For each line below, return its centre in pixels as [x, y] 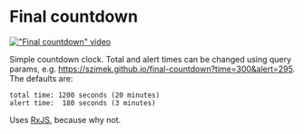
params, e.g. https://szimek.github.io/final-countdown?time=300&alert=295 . [152, 69]
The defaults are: [41, 78]
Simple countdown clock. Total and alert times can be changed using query [151, 59]
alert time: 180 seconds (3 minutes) [83, 103]
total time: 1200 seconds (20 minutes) [85, 95]
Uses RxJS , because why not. [65, 120]
